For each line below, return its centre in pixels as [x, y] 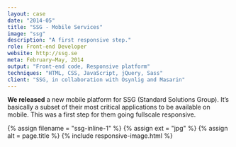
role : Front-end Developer [47, 47]
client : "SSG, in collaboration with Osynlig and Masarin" [96, 80]
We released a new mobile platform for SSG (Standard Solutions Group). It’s [118, 100]
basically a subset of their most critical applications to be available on [109, 107]
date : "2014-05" [31, 20]
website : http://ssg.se [43, 54]
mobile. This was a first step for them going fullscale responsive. [102, 114]
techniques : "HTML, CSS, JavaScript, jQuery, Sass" [85, 73]
